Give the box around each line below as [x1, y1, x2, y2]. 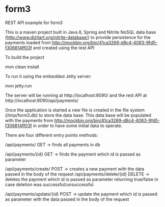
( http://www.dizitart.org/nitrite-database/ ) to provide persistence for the [5, 34, 151, 40]
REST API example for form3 [5, 20, 63, 26]
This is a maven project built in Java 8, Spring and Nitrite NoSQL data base [5, 29, 156, 35]
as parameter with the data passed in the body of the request [5, 196, 129, 202]
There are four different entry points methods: [5, 132, 98, 138]
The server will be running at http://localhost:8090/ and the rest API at [5, 92, 147, 98]
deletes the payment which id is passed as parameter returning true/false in [5, 176, 159, 182]
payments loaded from [5, 39, 51, 45]
